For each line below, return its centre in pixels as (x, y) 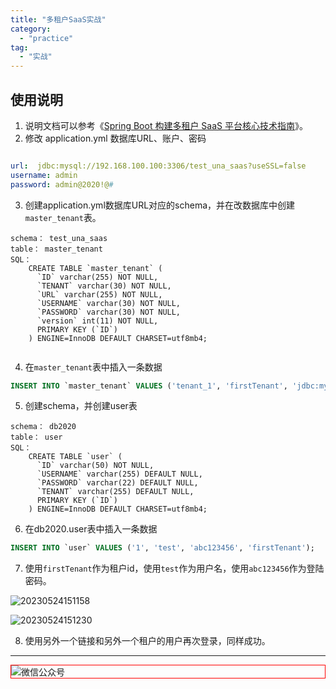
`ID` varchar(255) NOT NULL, (97, 277)
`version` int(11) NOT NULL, (97, 321)
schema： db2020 (43, 427)
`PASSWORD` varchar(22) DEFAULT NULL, (117, 483)
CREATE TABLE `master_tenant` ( (95, 268)
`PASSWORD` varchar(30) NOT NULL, (109, 312)
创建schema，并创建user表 (81, 406)
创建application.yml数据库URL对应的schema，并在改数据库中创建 (160, 205)
